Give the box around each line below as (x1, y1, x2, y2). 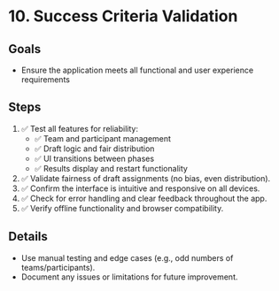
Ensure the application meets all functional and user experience (20, 65, 254, 75)
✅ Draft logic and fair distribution (34, 143, 155, 154)
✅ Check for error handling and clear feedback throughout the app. (20, 193, 267, 203)
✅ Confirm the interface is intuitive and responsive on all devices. (20, 183, 260, 194)
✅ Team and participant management (34, 133, 172, 143)
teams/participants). (20, 262, 96, 272)
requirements (20, 74, 70, 85)
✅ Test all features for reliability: (20, 123, 139, 134)
